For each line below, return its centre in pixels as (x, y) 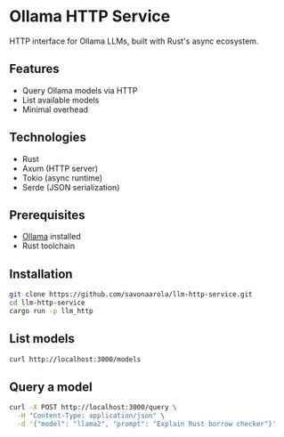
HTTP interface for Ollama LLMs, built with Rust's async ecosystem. (134, 41)
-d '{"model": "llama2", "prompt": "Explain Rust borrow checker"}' (147, 425)
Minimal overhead (55, 109)
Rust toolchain (49, 246)
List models (42, 339)
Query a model (51, 387)
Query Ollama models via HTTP (80, 90)
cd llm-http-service (48, 303)
